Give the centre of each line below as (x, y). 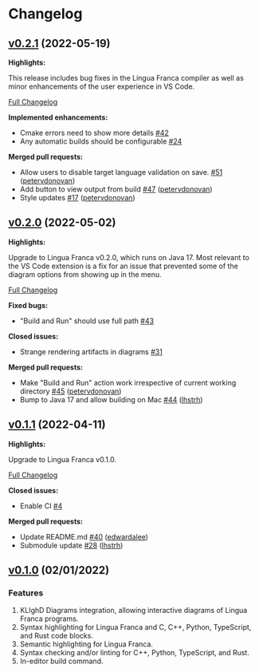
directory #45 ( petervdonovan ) (71, 391)
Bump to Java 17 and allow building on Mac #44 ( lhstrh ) (111, 399)
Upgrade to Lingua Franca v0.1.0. (63, 459)
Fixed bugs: (28, 305)
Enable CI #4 (41, 506)
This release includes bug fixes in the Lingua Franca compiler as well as (126, 78)
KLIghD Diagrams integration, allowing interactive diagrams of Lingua (133, 611)
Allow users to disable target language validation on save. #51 (121, 172)
